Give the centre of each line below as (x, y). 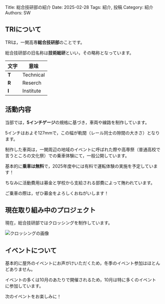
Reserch (32, 83)
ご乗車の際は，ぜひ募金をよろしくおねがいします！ (57, 193)
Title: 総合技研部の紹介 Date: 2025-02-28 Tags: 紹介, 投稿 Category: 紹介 (79, 7)
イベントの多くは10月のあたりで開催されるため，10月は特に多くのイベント (81, 280)
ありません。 (22, 270)
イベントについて (31, 250)
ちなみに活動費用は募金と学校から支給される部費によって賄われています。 (80, 183)
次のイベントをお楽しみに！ (33, 297)
